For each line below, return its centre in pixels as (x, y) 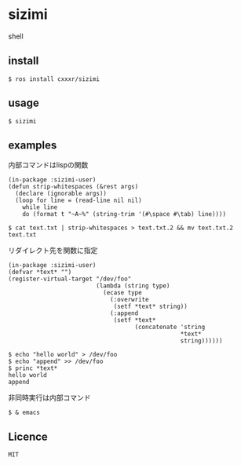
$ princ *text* (33, 368)
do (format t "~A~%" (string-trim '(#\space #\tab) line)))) (124, 214)
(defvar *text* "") (40, 273)
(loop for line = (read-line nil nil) (79, 201)
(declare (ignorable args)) (61, 194)
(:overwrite (129, 300)
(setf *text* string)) (151, 307)
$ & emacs (24, 413)
